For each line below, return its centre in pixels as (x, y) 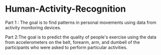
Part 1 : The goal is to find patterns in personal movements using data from (81, 22)
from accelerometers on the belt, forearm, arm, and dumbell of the (73, 42)
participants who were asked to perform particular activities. (66, 47)
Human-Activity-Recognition (65, 9)
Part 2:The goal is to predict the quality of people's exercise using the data (81, 37)
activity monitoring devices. (33, 27)
